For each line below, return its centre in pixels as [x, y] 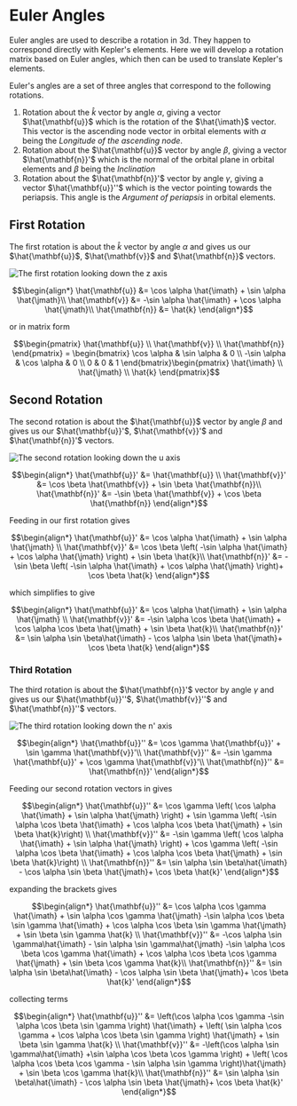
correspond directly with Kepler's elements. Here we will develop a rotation [146, 49]
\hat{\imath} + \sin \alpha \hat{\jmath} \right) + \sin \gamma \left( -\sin [149, 815]
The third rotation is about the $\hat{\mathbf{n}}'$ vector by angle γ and [142, 689]
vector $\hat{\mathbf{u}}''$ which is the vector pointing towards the [147, 187]
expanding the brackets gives [63, 888]
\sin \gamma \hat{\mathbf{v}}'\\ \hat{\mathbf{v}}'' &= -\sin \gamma [149, 752]
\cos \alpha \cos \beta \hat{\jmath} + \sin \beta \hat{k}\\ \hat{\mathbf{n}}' [149, 628]
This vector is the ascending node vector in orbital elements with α [144, 131]
